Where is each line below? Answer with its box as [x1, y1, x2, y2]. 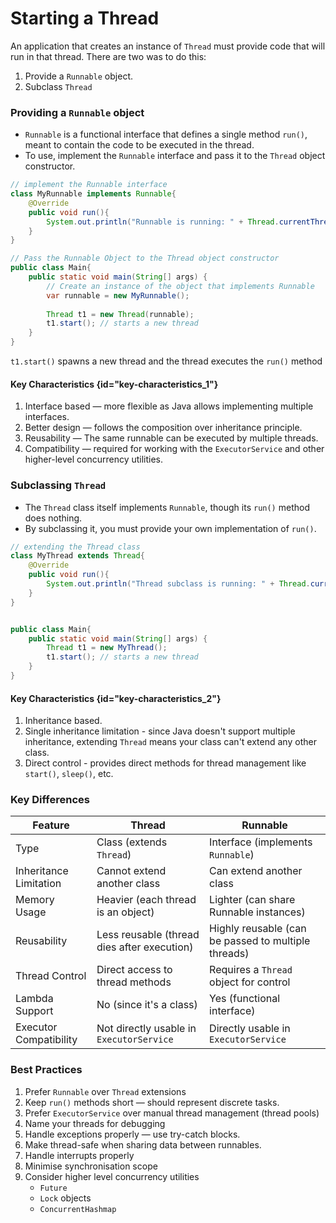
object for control [209, 975, 291, 989]
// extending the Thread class [10, 542, 141, 552]
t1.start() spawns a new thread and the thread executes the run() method [10, 355, 323, 367]
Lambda [15, 992, 54, 1006]
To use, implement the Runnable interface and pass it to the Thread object [24, 150, 326, 162]
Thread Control [15, 969, 87, 983]
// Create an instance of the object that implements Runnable [46, 281, 315, 291]
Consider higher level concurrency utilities [24, 1170, 200, 1182]
